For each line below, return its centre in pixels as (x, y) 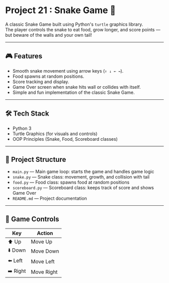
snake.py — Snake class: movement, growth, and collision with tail (81, 177)
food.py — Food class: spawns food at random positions (71, 182)
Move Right (44, 272)
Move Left (43, 261)
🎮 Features (24, 56)
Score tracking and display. (41, 81)
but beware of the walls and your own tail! (49, 35)
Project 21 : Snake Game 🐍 (61, 10)
